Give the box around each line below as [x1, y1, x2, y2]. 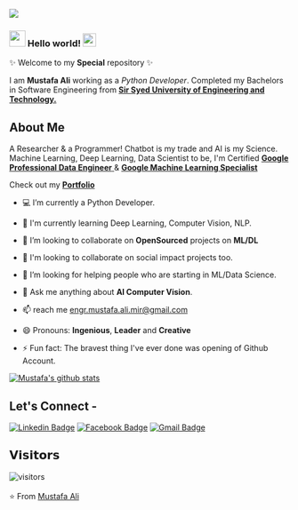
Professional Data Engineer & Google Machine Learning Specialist [9, 163, 258, 173]
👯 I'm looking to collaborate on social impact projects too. [21, 252, 233, 263]
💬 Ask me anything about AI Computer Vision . [21, 287, 193, 298]
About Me [9, 120, 65, 135]
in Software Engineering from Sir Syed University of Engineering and [9, 84, 265, 95]
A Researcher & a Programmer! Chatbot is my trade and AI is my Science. [9, 143, 278, 155]
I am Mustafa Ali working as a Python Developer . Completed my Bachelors [9, 76, 284, 86]
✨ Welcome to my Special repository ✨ [9, 58, 154, 68]
